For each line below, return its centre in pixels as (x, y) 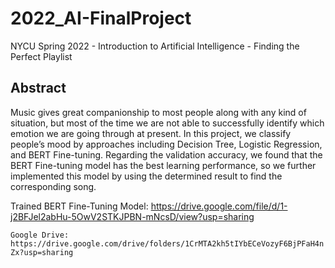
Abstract (38, 88)
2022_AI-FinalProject (101, 18)
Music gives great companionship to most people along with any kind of (158, 112)
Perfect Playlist (41, 56)
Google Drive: (40, 235)
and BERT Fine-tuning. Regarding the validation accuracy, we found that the (166, 154)
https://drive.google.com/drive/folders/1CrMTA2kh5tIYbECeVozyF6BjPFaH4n (167, 243)
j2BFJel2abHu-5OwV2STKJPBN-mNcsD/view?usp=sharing (132, 216)
